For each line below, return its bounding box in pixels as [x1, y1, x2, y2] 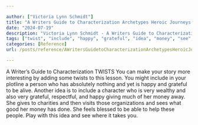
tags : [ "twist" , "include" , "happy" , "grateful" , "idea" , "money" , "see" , [6, 36, 194, 42]
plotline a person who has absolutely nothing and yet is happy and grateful [6, 80, 187, 87]
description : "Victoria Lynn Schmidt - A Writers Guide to [6, 30, 154, 36]
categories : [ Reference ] [6, 41, 67, 47]
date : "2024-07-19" [6, 25, 54, 31]
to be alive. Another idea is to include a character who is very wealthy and [6, 87, 186, 94]
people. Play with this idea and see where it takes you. [6, 111, 138, 119]
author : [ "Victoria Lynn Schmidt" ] [6, 14, 94, 19]
